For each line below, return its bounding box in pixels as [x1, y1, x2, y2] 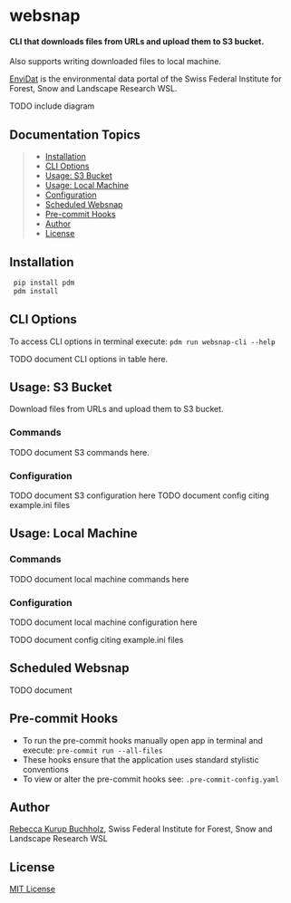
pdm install [13, 286, 59, 295]
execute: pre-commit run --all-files [22, 744, 163, 755]
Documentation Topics [9, 127, 141, 142]
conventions [22, 764, 70, 774]
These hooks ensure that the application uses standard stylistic [22, 754, 260, 765]
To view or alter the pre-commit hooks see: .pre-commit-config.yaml [22, 773, 279, 784]
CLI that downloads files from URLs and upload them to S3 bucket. [9, 35, 265, 46]
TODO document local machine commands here [9, 573, 189, 584]
